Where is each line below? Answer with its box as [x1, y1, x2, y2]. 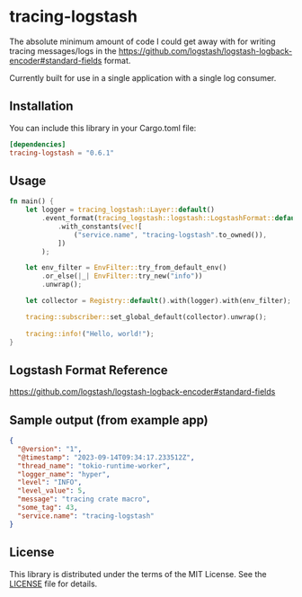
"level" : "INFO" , [17, 478, 83, 487]
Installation [9, 99, 74, 114]
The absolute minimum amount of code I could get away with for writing [9, 36, 276, 47]
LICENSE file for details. [9, 578, 98, 589]
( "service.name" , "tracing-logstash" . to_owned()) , [73, 230, 268, 239]
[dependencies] [9, 139, 67, 149]
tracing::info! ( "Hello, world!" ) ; [25, 329, 155, 338]
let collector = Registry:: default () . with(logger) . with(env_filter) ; [25, 297, 292, 306]
